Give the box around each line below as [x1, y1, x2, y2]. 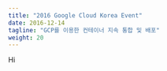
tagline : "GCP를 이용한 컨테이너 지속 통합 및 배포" [8, 26, 160, 34]
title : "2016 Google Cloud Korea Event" [8, 11, 143, 20]
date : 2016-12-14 [8, 19, 65, 27]
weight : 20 [8, 33, 44, 42]
